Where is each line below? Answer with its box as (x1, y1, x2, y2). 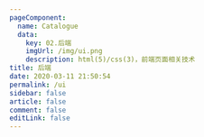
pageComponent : (9, 13, 67, 23)
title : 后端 (9, 64, 51, 73)
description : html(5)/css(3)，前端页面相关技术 (25, 55, 196, 64)
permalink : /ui (9, 80, 67, 89)
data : (17, 30, 39, 39)
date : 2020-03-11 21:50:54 (9, 72, 111, 81)
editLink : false (9, 114, 70, 123)
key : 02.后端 (25, 38, 72, 48)
